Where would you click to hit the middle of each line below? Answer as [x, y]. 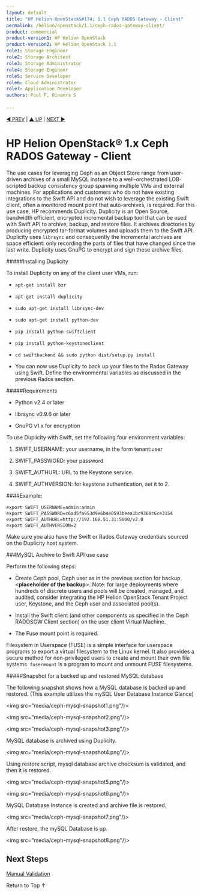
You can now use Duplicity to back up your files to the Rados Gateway [102, 366]
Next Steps [27, 859]
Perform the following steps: [41, 566]
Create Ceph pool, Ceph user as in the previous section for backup [97, 578]
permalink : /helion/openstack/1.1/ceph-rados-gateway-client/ [85, 25]
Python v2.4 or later [40, 402]
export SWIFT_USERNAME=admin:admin [51, 507]
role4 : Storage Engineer [37, 70]
